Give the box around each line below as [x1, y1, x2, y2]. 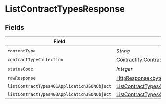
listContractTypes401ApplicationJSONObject [7, 83, 112, 89]
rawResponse [7, 75, 36, 81]
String [116, 47, 130, 54]
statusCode [7, 66, 33, 72]
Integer [116, 65, 133, 72]
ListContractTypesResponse [5, 3, 125, 15]
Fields [5, 23, 25, 32]
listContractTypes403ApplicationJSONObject [7, 92, 112, 97]
